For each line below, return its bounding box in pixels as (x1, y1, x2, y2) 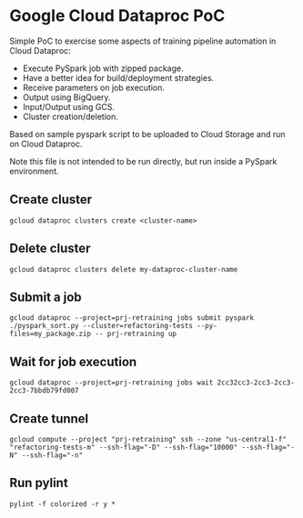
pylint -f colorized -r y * (9, 499, 116, 509)
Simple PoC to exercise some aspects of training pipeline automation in (9, 35, 277, 46)
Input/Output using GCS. (22, 101, 116, 112)
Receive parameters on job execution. (22, 82, 166, 93)
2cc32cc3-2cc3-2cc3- (217, 378, 296, 387)
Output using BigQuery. (22, 92, 111, 103)
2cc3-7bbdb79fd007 (9, 386, 79, 395)
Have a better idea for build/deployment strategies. (22, 72, 215, 83)
